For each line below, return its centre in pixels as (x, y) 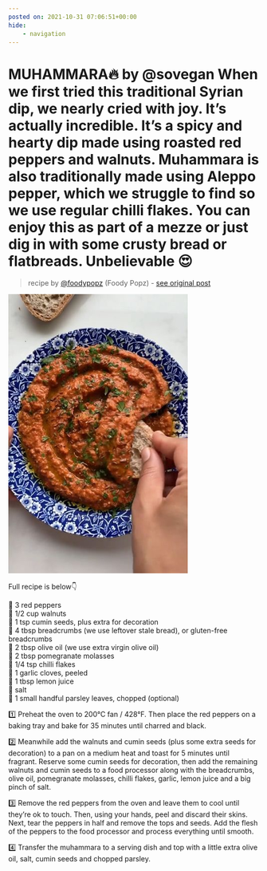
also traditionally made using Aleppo (132, 176)
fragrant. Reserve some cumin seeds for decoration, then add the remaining (133, 762)
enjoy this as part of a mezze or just (128, 227)
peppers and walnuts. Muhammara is (134, 159)
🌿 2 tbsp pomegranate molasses (61, 656)
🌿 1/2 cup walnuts (37, 613)
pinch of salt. (30, 787)
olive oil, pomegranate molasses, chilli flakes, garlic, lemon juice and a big (130, 778)
